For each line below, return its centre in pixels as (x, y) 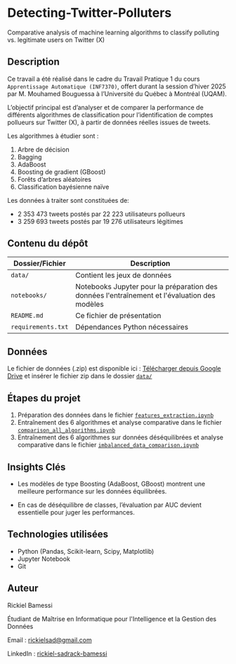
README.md (27, 315)
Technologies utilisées (58, 534)
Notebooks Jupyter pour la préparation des (146, 286)
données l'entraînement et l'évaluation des (145, 295)
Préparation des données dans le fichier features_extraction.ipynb (116, 415)
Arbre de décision (43, 150)
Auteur (23, 589)
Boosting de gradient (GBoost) (61, 172)
